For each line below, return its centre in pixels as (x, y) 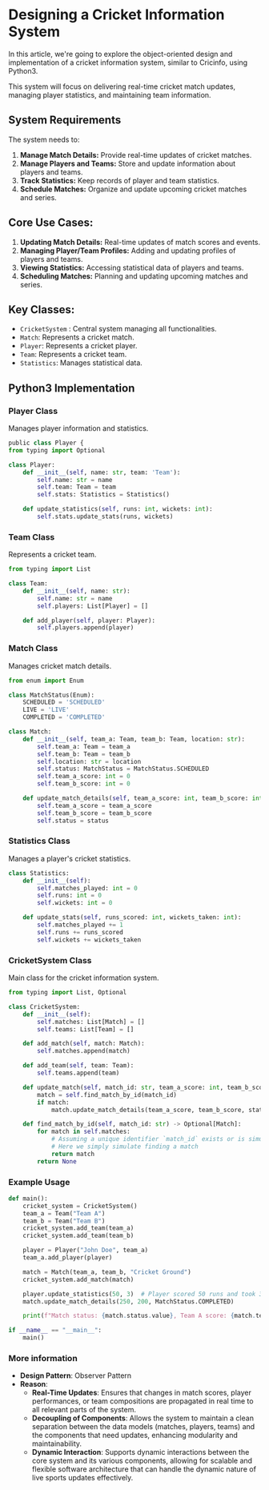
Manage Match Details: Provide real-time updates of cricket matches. (136, 155)
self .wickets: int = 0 (75, 903)
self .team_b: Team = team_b (84, 754)
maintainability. (57, 1444)
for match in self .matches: (84, 1132)
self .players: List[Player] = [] (93, 606)
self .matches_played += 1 (80, 925)
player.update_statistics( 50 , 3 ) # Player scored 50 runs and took (139, 1294)
